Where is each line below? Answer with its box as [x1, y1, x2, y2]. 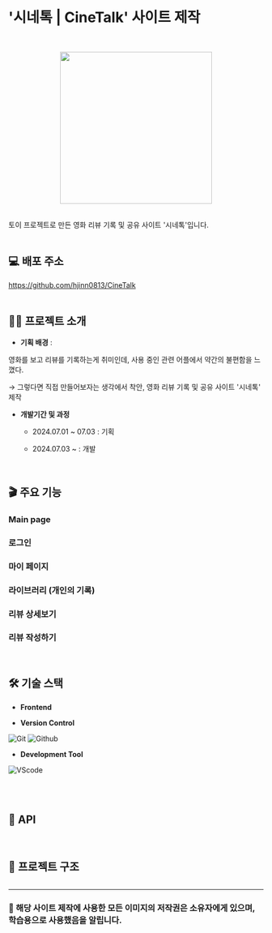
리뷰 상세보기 [8, 608, 57, 619]
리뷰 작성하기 [8, 632, 57, 644]
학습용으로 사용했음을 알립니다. [8, 914, 122, 926]
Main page [8, 513, 51, 524]
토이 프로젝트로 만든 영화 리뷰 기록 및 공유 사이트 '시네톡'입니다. [8, 220, 209, 229]
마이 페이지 [8, 561, 49, 572]
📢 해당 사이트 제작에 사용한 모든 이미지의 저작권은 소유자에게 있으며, [8, 902, 256, 914]
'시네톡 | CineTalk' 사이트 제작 [8, 8, 201, 27]
